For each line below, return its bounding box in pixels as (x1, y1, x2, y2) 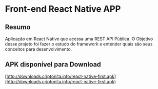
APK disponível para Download (5, 60, 101, 69)
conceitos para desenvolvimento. (5, 46, 72, 52)
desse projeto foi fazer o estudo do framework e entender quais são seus (5, 41, 153, 47)
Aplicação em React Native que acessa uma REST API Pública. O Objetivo (5, 36, 153, 42)
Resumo (5, 23, 31, 31)
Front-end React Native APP (5, 3, 121, 15)
